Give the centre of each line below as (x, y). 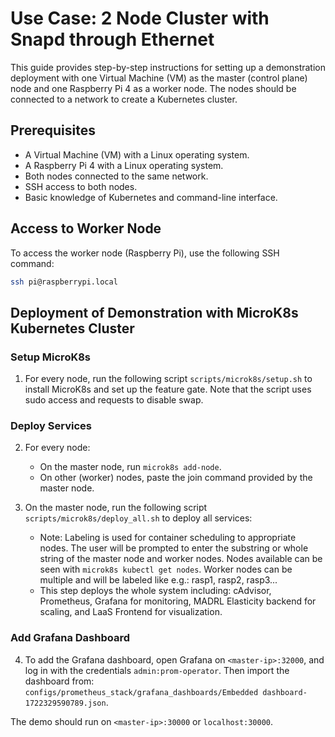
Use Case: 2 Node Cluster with (140, 18)
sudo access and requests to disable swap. (114, 400)
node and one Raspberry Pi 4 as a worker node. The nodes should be (153, 88)
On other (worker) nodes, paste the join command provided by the (176, 478)
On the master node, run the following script (116, 508)
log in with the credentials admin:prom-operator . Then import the (157, 670)
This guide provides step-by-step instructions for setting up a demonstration (168, 67)
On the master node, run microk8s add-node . (130, 467)
